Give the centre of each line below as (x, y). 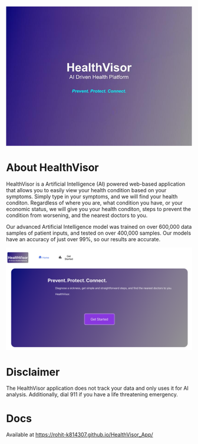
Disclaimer (33, 372)
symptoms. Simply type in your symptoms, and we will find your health (92, 196)
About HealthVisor (52, 168)
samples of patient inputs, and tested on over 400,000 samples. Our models (99, 233)
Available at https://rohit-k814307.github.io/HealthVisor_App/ (80, 435)
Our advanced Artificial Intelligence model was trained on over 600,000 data (99, 226)
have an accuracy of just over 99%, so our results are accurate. (83, 239)
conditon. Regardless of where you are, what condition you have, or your (95, 203)
